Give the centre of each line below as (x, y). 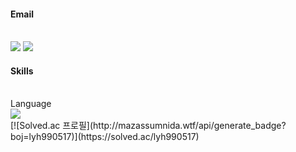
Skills (22, 71)
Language (31, 104)
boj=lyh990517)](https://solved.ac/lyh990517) (105, 137)
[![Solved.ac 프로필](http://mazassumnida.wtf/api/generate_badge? (148, 126)
